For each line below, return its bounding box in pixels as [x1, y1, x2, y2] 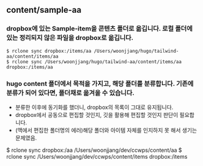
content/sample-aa [6, 5, 81, 15]
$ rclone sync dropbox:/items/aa [6, 48, 92, 54]
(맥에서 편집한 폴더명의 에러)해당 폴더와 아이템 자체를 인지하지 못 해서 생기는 [15, 126, 197, 134]
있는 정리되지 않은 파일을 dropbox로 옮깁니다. [6, 34, 134, 42]
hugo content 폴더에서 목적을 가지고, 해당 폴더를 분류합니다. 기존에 [6, 79, 194, 88]
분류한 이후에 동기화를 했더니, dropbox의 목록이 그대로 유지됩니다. [15, 104, 174, 111]
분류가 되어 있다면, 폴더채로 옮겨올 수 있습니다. [6, 88, 135, 97]
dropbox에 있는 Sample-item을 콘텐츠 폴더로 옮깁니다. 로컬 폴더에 [6, 25, 193, 33]
